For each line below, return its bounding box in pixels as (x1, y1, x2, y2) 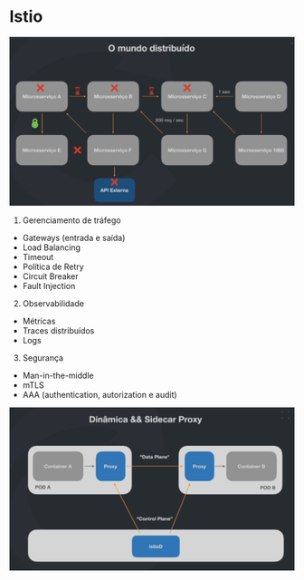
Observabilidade (22, 297, 84, 309)
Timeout (22, 251, 54, 262)
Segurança (22, 352, 64, 363)
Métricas (22, 315, 56, 326)
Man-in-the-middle (22, 370, 94, 381)
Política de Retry (22, 261, 84, 272)
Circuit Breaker (22, 270, 79, 282)
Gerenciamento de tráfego (22, 215, 121, 226)
